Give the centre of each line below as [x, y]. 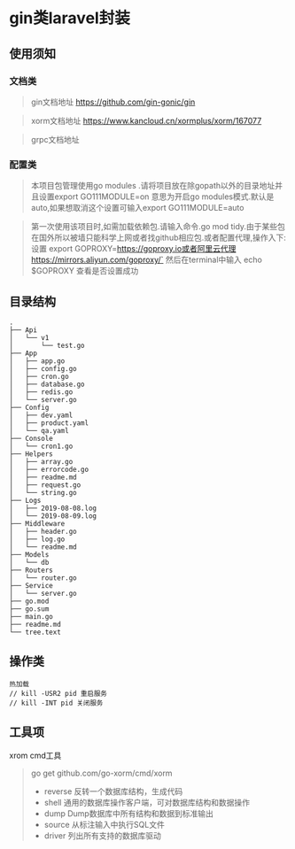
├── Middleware [37, 523]
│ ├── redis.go [41, 392]
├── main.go [31, 616]
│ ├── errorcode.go [49, 469]
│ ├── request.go [45, 485]
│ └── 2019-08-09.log [53, 516]
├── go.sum [29, 609]
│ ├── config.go [43, 368]
